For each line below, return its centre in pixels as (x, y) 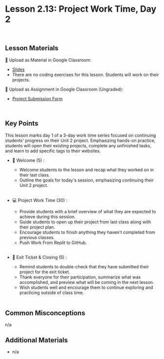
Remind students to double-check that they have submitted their (84, 266)
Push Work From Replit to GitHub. (53, 242)
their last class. (35, 175)
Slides (18, 69)
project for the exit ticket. (45, 272)
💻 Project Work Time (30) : (40, 200)
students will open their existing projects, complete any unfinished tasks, (78, 145)
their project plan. (37, 227)
